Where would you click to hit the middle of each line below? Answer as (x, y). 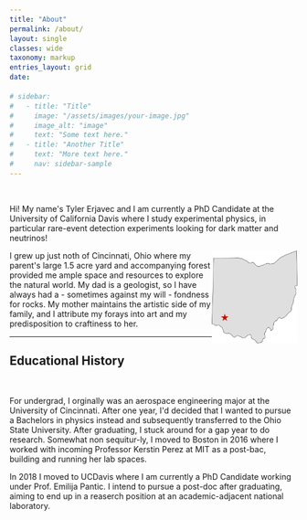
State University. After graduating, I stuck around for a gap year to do (140, 430)
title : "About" (38, 19)
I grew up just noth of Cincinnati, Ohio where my (101, 255)
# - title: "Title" (51, 106)
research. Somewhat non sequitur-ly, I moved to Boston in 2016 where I (144, 440)
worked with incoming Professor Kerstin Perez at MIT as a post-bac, (138, 449)
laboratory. (30, 505)
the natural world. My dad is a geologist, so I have (103, 284)
